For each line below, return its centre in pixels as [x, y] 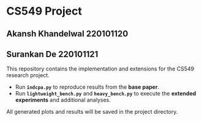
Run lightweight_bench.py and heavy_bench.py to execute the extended [106, 94]
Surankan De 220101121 [52, 54]
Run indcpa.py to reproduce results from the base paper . [87, 87]
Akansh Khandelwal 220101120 [67, 34]
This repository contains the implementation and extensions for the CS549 [100, 69]
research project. [28, 75]
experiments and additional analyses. [63, 100]
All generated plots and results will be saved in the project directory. [92, 112]
